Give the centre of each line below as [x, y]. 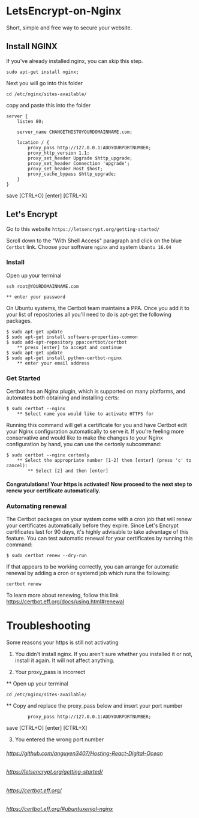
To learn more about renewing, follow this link [62, 596]
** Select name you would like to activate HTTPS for [85, 414]
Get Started [23, 378]
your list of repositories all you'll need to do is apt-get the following [89, 314]
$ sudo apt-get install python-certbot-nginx [64, 358]
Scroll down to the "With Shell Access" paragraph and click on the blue [94, 240]
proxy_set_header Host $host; [65, 169]
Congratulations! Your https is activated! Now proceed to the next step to [99, 484]
